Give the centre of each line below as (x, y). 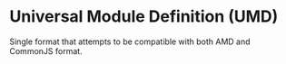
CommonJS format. (46, 50)
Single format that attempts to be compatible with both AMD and (130, 41)
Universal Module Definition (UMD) (144, 17)
